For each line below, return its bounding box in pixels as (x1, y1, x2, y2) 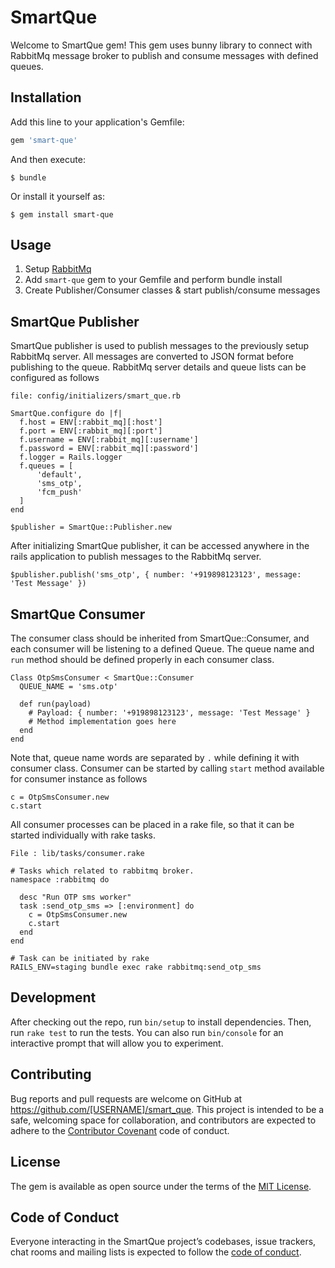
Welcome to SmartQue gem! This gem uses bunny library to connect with (10, 39, 313, 51)
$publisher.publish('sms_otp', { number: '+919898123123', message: (10, 570, 302, 580)
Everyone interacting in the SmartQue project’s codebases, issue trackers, (10, 1236, 317, 1248)
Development (10, 989, 97, 1006)
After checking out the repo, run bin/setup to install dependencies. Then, (10, 1016, 312, 1028)
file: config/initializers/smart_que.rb (10, 391, 182, 401)
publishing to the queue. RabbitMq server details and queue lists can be (10, 361, 307, 373)
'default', (36, 470, 83, 480)
